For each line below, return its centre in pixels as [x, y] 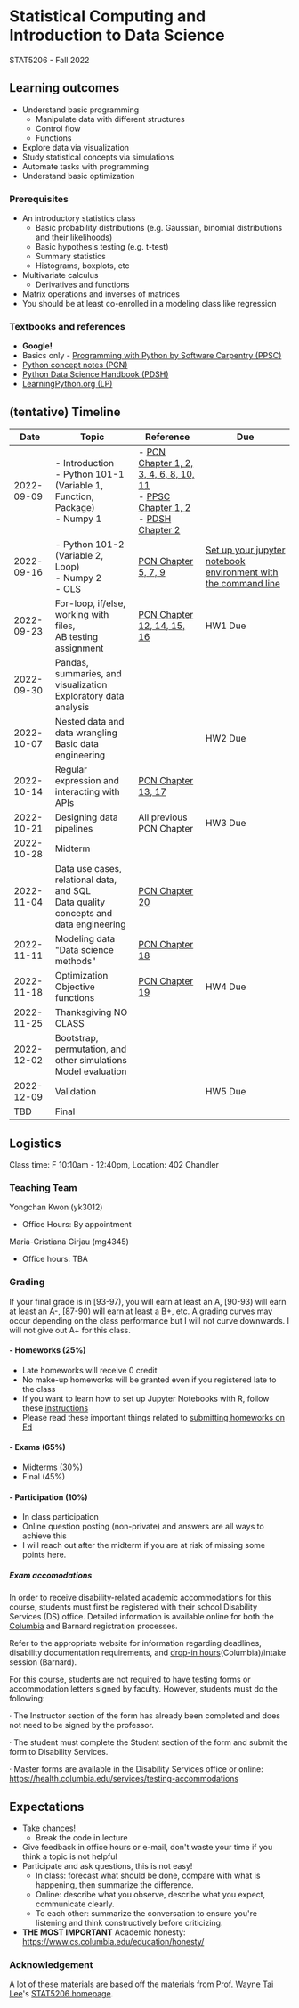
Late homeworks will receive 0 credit [89, 1370]
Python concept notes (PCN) [75, 365]
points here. [44, 1555]
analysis [72, 708]
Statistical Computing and [108, 16]
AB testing [77, 637]
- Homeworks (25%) [48, 1350]
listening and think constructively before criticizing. [129, 1922]
